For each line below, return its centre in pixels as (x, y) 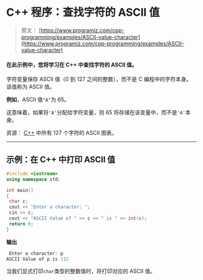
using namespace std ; (34, 179)
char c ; (18, 201)
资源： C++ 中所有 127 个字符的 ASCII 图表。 (62, 133)
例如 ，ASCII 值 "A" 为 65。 (38, 100)
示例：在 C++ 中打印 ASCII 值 (61, 159)
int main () (20, 190)
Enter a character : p (36, 253)
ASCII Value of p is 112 (37, 259)
